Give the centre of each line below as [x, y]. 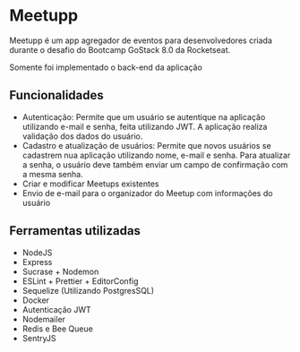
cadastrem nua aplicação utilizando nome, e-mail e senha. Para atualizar [156, 155]
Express [37, 262]
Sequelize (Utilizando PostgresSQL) [88, 290]
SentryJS [39, 338]
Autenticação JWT [56, 309]
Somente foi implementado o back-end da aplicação [106, 67]
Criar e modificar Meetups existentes [90, 184]
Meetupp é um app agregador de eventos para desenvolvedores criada [141, 40]
